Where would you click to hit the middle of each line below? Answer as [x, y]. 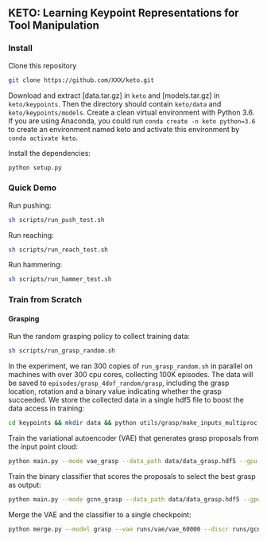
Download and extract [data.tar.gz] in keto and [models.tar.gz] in [114, 95]
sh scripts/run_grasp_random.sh [62, 351]
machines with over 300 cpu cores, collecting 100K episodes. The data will [131, 375]
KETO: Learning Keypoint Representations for [124, 13]
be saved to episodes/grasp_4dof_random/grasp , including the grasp [119, 383]
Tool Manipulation [54, 26]
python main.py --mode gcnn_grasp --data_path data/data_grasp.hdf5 [124, 500]
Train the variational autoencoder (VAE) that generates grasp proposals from [133, 438]
